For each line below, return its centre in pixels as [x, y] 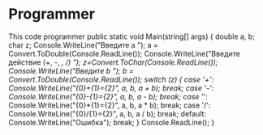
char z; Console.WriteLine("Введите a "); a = [83, 44]
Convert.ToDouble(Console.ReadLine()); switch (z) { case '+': [111, 79]
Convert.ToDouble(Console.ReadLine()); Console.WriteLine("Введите [125, 53]
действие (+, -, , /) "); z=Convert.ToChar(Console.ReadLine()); [113, 62]
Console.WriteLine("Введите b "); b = [71, 70]
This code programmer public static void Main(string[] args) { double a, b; [132, 36]
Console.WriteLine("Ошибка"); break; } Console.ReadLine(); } [112, 122]
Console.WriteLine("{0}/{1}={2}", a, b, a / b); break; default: [108, 113]
